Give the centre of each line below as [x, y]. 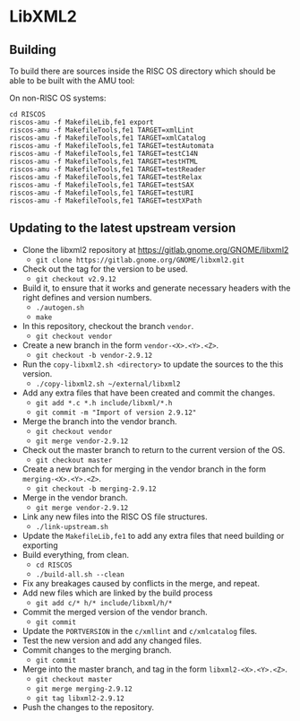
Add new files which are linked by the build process [117, 593]
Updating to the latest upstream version [123, 228]
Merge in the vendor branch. [75, 497]
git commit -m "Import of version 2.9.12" [116, 413]
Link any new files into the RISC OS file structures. [115, 517]
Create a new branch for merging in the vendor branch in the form [144, 469]
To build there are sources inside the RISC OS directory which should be [142, 71]
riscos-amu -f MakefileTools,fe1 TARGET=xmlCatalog [107, 138]
